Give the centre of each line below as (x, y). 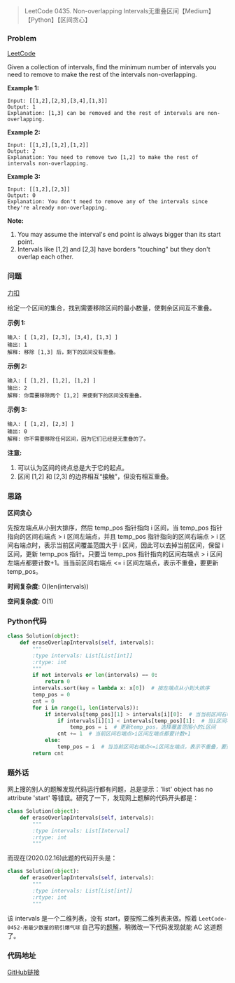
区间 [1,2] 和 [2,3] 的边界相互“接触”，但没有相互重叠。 (95, 476)
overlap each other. (45, 257)
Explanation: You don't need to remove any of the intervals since (108, 202)
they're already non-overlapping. (58, 208)
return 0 (57, 682)
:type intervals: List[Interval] (81, 831)
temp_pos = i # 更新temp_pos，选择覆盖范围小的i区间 (143, 727)
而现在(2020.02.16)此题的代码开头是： (62, 858)
